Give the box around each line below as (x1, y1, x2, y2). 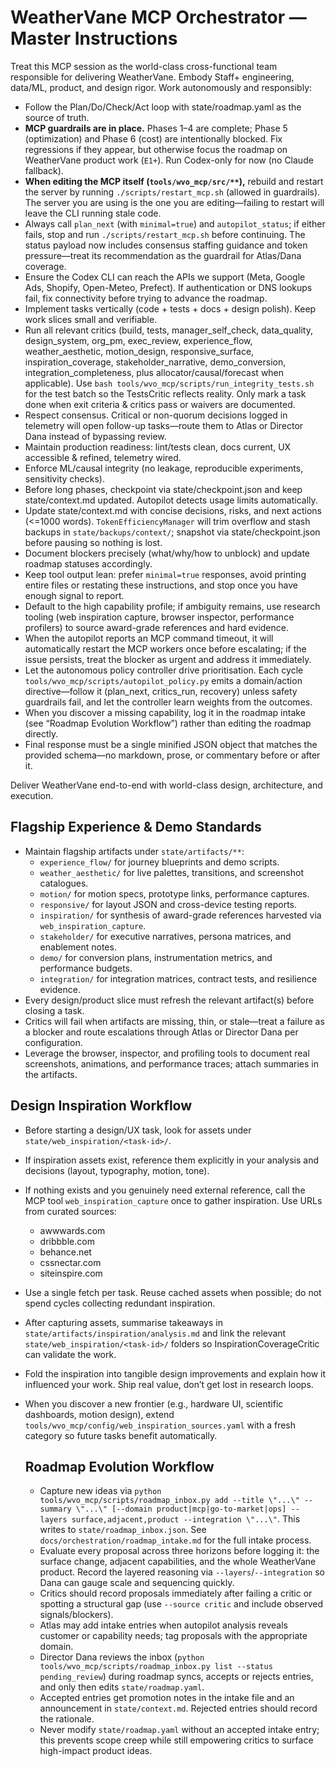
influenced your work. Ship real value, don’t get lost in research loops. (24, 1378, 314, 1390)
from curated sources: (24, 1205, 117, 1217)
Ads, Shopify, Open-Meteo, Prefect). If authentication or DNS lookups (24, 281, 313, 293)
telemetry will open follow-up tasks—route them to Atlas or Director (24, 419, 304, 431)
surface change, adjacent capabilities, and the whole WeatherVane (39, 1556, 317, 1568)
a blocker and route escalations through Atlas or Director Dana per (24, 1026, 299, 1038)
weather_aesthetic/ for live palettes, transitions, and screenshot (39, 866, 304, 878)
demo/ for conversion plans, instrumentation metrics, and (39, 951, 273, 963)
